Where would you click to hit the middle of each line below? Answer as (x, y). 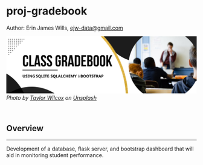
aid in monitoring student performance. (55, 155)
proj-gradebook (47, 11)
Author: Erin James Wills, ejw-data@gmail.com (65, 28)
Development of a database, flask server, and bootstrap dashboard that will (100, 149)
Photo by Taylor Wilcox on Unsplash (51, 98)
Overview (25, 128)
